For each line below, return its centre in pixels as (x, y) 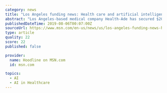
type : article (20, 33)
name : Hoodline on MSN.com (38, 60)
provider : (15, 55)
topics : (13, 74)
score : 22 (15, 42)
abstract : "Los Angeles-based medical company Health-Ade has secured (80, 19)
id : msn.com (22, 65)
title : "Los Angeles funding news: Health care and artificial (72, 14)
